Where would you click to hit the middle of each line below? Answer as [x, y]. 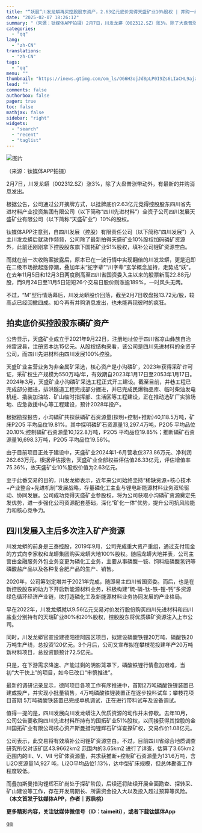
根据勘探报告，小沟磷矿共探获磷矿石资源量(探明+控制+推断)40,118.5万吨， [98, 417]
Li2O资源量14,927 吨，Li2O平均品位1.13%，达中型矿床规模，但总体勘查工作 [99, 763]
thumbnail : [20, 79]
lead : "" [17, 85]
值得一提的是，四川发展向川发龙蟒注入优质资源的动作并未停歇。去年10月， [99, 713]
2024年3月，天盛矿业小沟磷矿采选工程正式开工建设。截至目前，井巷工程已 [99, 382]
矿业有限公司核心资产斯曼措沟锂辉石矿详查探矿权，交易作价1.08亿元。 [109, 728]
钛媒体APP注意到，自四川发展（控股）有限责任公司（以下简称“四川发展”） [98, 231]
